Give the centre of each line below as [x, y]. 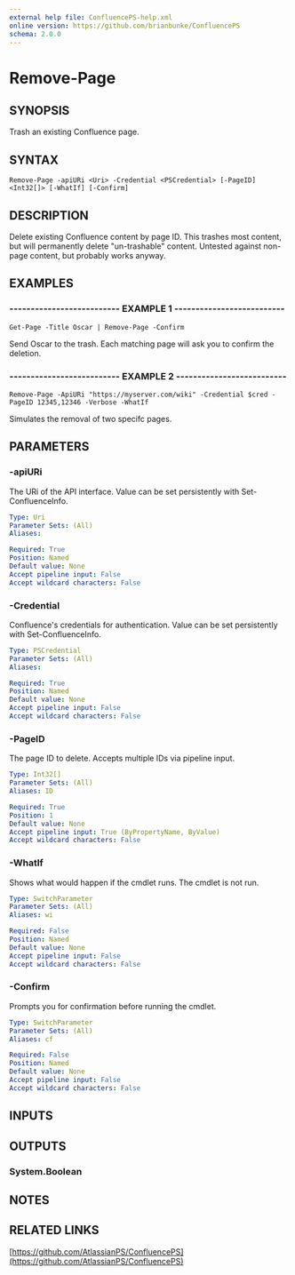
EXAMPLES [41, 284]
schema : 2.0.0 [36, 34]
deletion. [25, 353]
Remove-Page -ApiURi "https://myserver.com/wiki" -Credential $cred [139, 394]
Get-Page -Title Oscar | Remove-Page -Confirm [97, 327]
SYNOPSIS [40, 111]
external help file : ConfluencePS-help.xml [91, 17]
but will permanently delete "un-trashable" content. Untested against [136, 246]
